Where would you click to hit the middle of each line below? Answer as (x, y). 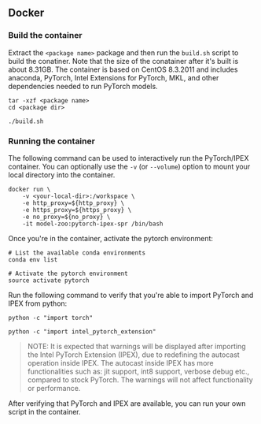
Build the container (45, 35)
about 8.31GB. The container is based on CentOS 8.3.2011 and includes (123, 69)
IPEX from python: (38, 303)
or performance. (54, 388)
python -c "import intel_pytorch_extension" (82, 331)
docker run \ (29, 189)
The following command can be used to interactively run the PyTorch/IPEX (129, 158)
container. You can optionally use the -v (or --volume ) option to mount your (129, 166)
